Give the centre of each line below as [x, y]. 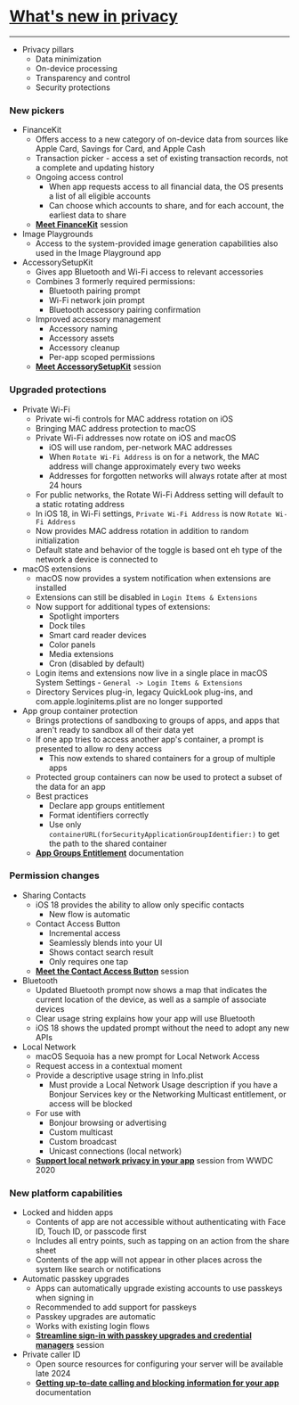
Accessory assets [81, 338]
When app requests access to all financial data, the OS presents [166, 187]
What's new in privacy [93, 16]
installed [51, 587]
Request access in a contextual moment [109, 1065]
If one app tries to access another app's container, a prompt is [149, 739]
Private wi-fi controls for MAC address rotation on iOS [134, 419]
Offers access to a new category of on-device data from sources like [162, 139]
